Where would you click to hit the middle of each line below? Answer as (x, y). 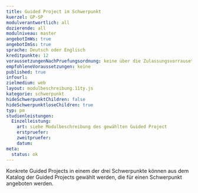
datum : (25, 143)
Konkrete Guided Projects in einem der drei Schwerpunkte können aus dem (98, 171)
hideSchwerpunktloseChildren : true (50, 105)
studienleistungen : (30, 116)
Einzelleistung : (31, 122)
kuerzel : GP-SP (25, 17)
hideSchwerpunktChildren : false (46, 99)
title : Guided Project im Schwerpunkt (54, 12)
